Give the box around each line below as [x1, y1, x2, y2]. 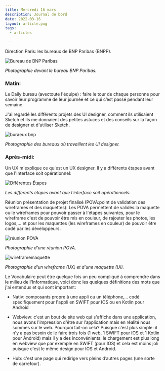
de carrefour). [12, 361, 41, 367]
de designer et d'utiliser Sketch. [5, 122, 70, 128]
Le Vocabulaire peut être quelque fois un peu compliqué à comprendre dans [5, 274, 161, 280]
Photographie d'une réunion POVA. [5, 244, 77, 251]
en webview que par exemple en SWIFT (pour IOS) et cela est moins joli [12, 340, 159, 346]
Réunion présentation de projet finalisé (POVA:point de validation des [5, 199, 146, 205]
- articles [9, 30, 32, 35]
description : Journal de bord [5, 12, 68, 17]
